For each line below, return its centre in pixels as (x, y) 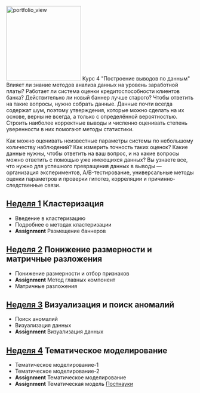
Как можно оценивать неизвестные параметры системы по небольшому (100, 141)
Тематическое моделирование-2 (57, 371)
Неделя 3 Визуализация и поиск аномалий (90, 305)
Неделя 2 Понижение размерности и (79, 250)
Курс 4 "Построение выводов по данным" (136, 78)
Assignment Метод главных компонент (65, 280)
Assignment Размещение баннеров (60, 231)
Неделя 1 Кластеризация (55, 204)
